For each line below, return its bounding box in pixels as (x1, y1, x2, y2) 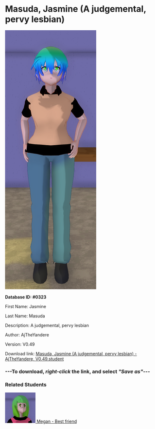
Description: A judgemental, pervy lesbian (5, 322, 89, 328)
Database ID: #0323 (5, 294, 47, 300)
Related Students (5, 381, 47, 388)
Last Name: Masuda (5, 313, 45, 319)
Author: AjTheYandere (5, 331, 50, 337)
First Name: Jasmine (5, 303, 46, 309)
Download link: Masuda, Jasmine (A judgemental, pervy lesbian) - (5, 351, 137, 356)
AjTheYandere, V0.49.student (5, 356, 64, 362)
